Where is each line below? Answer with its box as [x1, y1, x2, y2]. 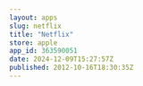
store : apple [9, 38, 58, 47]
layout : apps [9, 13, 58, 22]
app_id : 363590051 [9, 47, 78, 56]
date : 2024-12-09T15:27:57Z [9, 55, 114, 64]
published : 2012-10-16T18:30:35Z [9, 64, 134, 73]
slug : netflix [9, 21, 63, 30]
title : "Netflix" [9, 30, 74, 39]
